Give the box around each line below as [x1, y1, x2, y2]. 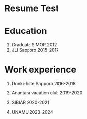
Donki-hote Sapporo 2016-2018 [11, 81, 76, 87]
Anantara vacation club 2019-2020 [11, 90, 83, 96]
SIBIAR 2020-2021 [11, 99, 50, 106]
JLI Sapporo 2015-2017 [11, 47, 59, 53]
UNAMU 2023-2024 [11, 109, 53, 115]
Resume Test [4, 3, 59, 14]
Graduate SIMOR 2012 [11, 42, 57, 48]
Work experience [4, 64, 77, 75]
